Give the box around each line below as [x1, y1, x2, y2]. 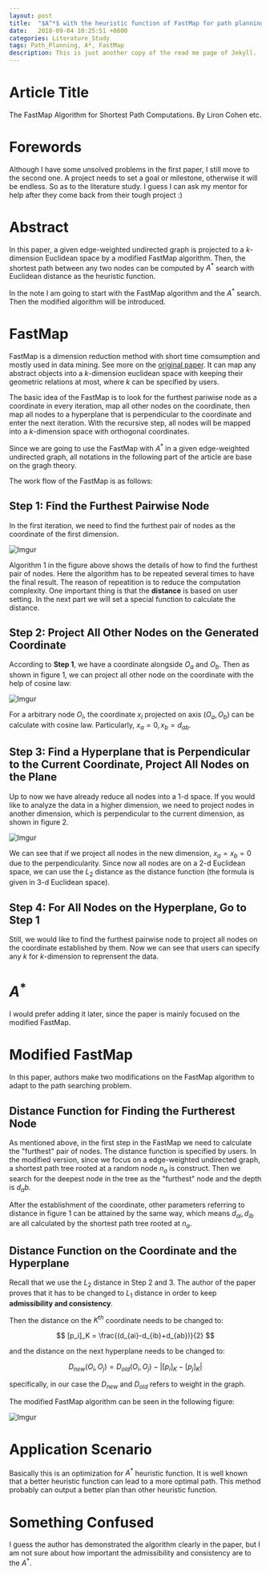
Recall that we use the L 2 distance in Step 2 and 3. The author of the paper [9, 1277, 256, 1289]
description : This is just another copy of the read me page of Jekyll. [9, 49, 257, 57]
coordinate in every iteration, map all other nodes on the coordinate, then [9, 402, 251, 411]
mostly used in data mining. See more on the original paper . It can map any [9, 360, 256, 369]
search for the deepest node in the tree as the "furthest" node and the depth [9, 1173, 262, 1183]
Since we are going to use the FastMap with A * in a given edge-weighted [9, 442, 250, 453]
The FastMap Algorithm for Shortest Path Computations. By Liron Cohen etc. [9, 110, 262, 119]
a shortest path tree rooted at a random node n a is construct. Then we [9, 1163, 241, 1175]
